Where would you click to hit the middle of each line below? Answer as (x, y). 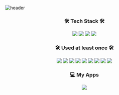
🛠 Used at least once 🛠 (84, 48)
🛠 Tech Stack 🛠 (84, 21)
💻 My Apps (84, 74)
